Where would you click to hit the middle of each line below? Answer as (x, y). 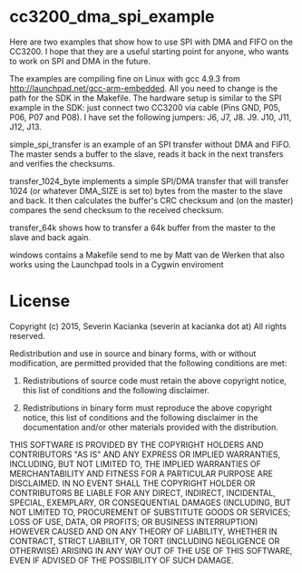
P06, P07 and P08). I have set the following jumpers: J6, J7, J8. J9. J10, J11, (151, 117)
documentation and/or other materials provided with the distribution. (150, 427)
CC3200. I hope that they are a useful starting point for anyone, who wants (149, 51)
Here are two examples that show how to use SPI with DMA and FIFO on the (151, 42)
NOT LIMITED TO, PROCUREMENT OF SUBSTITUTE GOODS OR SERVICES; (150, 512)
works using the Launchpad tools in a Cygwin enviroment (117, 264)
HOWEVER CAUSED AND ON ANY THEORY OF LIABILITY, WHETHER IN (144, 531)
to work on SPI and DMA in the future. (80, 61)
